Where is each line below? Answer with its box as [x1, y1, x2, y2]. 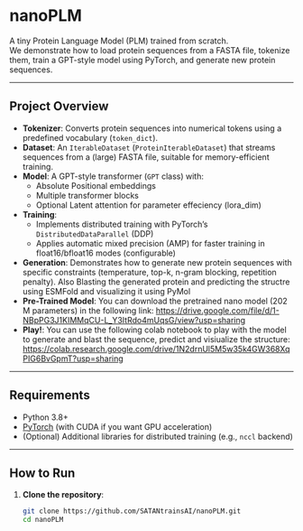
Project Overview [9, 98, 109, 114]
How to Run [9, 465, 76, 480]
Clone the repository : [22, 489, 105, 500]
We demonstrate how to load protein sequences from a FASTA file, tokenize [9, 44, 290, 55]
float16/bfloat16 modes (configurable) [35, 247, 176, 258]
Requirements [9, 387, 90, 403]
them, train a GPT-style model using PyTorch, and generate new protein [9, 54, 276, 65]
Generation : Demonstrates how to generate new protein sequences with [22, 256, 293, 267]
